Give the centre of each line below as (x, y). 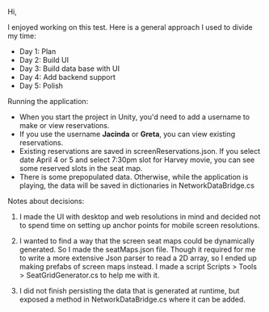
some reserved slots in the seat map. (81, 168)
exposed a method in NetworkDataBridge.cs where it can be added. (132, 299)
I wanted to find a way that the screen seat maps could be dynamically (137, 241)
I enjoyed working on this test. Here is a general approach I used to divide (130, 27)
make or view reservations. (64, 125)
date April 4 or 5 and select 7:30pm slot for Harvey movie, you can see (137, 160)
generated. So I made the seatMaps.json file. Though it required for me (137, 250)
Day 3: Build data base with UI (69, 69)
